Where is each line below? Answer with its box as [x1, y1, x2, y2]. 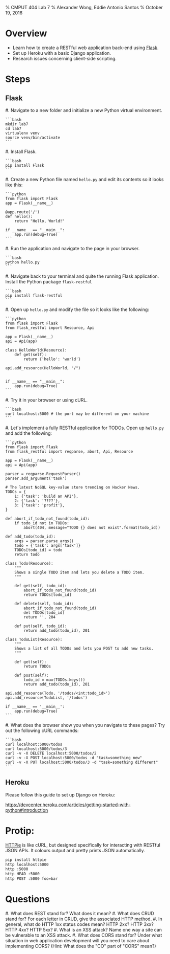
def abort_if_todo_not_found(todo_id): [5, 516, 90, 521]
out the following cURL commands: [5, 727, 79, 734]
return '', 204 [23, 614, 56, 619]
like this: [5, 182, 23, 188]
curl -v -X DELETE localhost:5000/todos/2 [5, 750, 97, 756]
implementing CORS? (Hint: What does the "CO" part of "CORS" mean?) [5, 943, 156, 949]
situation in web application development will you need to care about [5, 938, 150, 943]
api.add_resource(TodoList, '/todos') [5, 695, 88, 700]
